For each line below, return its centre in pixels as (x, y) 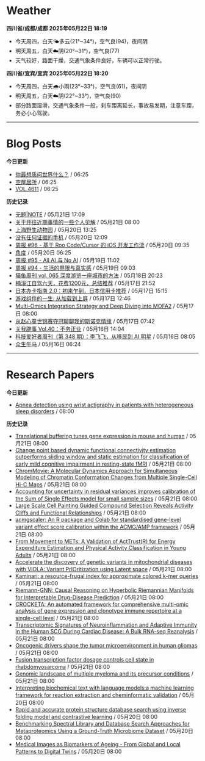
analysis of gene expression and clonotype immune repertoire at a (98, 610)
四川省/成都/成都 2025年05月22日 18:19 (57, 28)
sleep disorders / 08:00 (45, 411)
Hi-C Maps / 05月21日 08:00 (51, 484)
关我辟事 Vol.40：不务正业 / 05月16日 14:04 (70, 329)
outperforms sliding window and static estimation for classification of (102, 456)
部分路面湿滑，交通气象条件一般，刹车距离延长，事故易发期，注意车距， (106, 105)
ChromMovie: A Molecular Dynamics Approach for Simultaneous (96, 471)
